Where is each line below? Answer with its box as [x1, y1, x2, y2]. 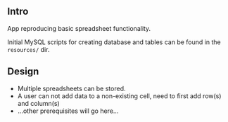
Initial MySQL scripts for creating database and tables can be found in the [7, 38, 221, 46]
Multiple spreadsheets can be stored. [17, 84, 126, 93]
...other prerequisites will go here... [17, 107, 119, 115]
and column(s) [17, 99, 60, 107]
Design [7, 66, 39, 78]
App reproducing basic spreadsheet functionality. [7, 24, 151, 32]
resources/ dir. [7, 45, 50, 53]
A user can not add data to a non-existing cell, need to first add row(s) [17, 91, 222, 100]
